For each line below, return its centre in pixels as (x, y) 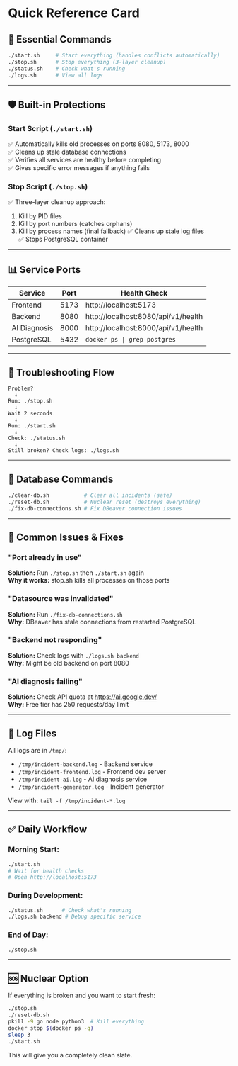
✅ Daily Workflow (48, 830)
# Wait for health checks (46, 871)
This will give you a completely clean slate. (70, 1055)
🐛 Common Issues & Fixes (66, 537)
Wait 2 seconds (30, 414)
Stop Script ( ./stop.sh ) (48, 187)
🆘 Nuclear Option (48, 978)
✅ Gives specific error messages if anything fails (79, 168)
